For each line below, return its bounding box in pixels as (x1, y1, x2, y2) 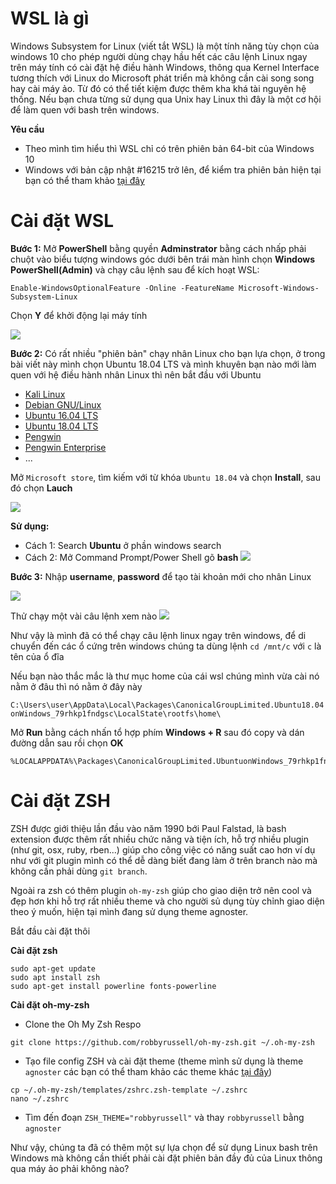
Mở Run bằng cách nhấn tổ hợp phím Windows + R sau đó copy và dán (10, 726, 305, 738)
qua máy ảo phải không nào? (10, 1162, 130, 1174)
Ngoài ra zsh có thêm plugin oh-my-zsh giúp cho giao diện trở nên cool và (10, 884, 312, 896)
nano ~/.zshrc (10, 1093, 70, 1104)
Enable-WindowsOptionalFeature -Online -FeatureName (10, 283, 235, 293)
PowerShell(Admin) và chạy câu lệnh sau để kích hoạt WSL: (10, 263, 260, 276)
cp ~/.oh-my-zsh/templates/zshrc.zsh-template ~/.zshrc (10, 1085, 248, 1095)
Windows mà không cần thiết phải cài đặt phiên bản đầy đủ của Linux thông (10, 1152, 323, 1164)
